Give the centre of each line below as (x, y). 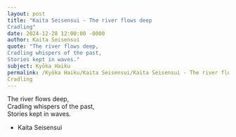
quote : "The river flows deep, (53, 46)
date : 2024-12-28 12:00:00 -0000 (56, 33)
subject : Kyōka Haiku (39, 66)
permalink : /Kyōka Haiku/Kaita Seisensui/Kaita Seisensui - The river (113, 72)
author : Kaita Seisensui (44, 40)
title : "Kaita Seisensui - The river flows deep (80, 20)
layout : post (26, 14)
